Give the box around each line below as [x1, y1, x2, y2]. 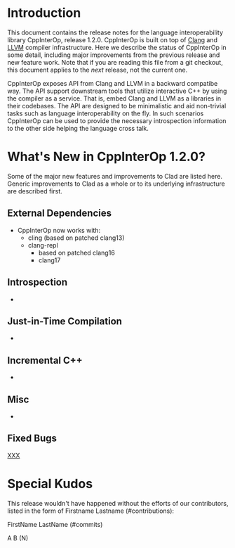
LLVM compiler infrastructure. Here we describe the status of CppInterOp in [7, 43, 227, 51]
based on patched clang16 [38, 248, 116, 257]
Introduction [7, 5, 81, 21]
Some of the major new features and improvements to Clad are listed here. [7, 172, 223, 180]
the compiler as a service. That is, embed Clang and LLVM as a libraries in [7, 94, 222, 103]
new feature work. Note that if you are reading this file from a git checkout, [7, 58, 223, 66]
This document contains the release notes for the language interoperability [7, 28, 223, 37]
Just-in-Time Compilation [7, 315, 123, 327]
